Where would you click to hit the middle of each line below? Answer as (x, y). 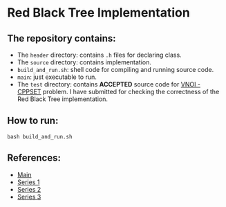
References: (34, 158)
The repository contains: (62, 38)
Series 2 (29, 189)
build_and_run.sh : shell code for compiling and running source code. (115, 70)
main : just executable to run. (57, 77)
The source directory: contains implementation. (84, 62)
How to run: (33, 121)
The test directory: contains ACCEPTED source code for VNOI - (109, 84)
